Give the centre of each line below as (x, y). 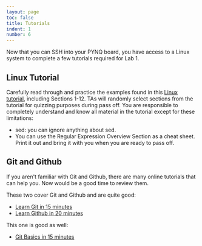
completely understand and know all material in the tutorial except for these (101, 111)
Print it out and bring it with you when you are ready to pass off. (95, 142)
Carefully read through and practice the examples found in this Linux (92, 92)
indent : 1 (19, 29)
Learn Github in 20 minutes (49, 213)
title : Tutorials (28, 23)
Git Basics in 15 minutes (45, 237)
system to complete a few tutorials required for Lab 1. (73, 58)
